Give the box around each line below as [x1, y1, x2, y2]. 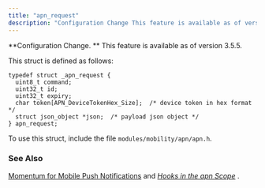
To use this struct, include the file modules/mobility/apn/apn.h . [8, 133, 212, 143]
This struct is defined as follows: [8, 56, 114, 66]
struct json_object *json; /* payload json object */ [15, 112, 200, 121]
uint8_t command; [15, 78, 73, 86]
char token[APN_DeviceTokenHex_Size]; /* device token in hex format [15, 99, 252, 107]
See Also [8, 153, 43, 164]
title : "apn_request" [8, 11, 80, 20]
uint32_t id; [15, 85, 58, 93]
